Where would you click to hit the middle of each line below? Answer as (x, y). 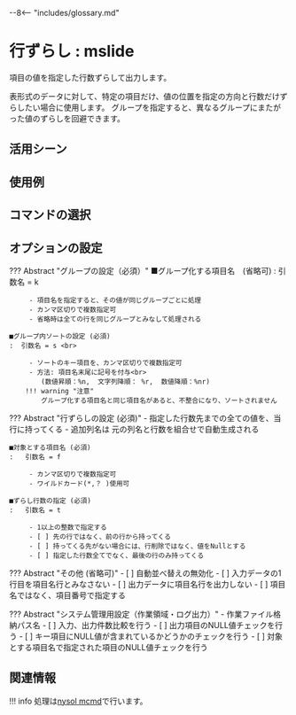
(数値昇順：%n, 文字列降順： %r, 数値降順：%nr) (126, 381)
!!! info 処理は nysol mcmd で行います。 (78, 701)
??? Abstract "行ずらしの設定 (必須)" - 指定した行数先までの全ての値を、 (141, 418)
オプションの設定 (56, 248)
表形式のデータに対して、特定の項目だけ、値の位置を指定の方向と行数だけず (148, 96)
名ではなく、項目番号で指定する (67, 595)
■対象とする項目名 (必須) (50, 447)
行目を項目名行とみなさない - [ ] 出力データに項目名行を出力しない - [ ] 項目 (148, 584)
